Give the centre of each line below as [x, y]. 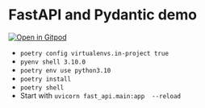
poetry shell [42, 87]
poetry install [46, 79]
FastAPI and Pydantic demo [103, 15]
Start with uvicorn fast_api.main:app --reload [100, 95]
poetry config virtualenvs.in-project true [94, 53]
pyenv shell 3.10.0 [53, 62]
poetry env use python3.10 [65, 70]
